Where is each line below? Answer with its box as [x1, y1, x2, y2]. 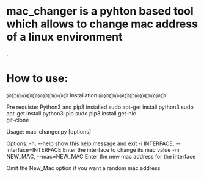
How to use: [6, 72, 68, 86]
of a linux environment [6, 30, 123, 44]
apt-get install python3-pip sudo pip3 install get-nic [6, 109, 136, 117]
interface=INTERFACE [6, 146, 62, 153]
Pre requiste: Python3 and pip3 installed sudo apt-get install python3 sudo [6, 103, 194, 111]
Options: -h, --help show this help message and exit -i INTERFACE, [6, 140, 175, 147]
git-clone [6, 116, 29, 123]
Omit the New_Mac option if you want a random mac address [6, 164, 161, 171]
